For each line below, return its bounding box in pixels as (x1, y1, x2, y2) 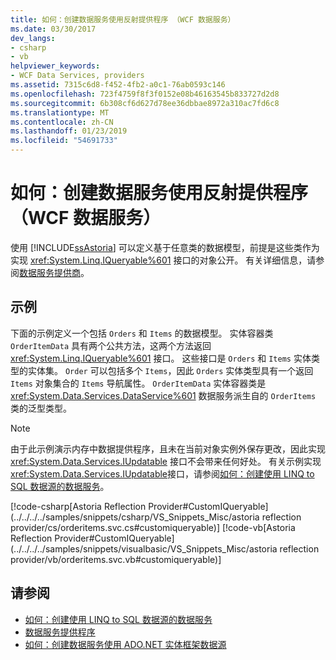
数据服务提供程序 (24, 626, 96, 638)
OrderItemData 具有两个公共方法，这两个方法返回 (10, 339, 212, 351)
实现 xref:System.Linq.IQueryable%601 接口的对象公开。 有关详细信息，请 (10, 254, 317, 266)
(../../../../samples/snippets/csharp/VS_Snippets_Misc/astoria (10, 511, 260, 523)
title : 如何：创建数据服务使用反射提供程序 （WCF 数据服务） (10, 14, 236, 25)
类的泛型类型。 (10, 402, 72, 414)
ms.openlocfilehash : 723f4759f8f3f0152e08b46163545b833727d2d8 (10, 89, 280, 99)
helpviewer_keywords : (10, 61, 101, 71)
